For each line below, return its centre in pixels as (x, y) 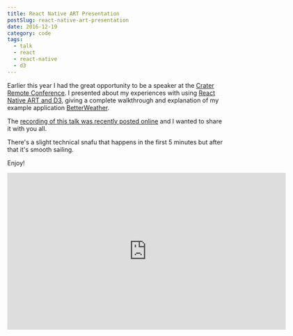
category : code (29, 33)
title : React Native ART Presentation (63, 14)
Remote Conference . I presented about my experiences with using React (111, 93)
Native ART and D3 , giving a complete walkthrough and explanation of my (113, 100)
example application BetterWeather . (58, 107)
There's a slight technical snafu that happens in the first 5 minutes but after (115, 142)
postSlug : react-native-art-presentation (68, 20)
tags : (15, 40)
